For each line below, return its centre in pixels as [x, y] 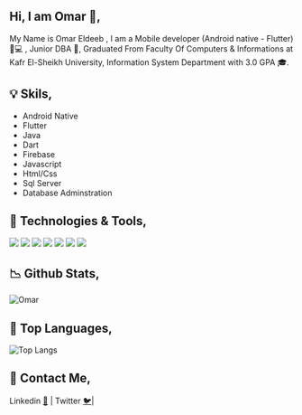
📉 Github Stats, [55, 274]
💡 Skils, [31, 94]
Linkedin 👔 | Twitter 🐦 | [52, 401]
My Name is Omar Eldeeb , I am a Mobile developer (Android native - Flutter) [151, 38]
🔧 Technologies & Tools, [78, 221]
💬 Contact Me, [50, 378]
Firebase [39, 154]
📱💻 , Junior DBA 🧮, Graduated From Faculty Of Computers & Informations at [151, 48]
